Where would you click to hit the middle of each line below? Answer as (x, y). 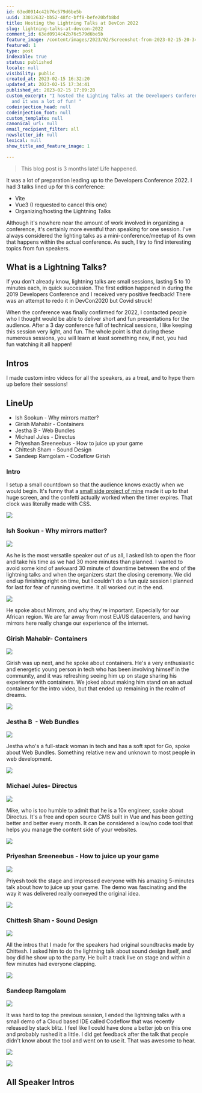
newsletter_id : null (32, 135)
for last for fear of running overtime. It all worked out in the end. (85, 587)
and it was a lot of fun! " (47, 101)
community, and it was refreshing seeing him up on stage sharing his (92, 675)
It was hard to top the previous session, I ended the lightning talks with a (96, 1015)
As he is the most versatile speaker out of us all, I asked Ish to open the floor (101, 555)
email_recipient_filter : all (43, 129)
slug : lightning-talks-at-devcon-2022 (55, 29)
